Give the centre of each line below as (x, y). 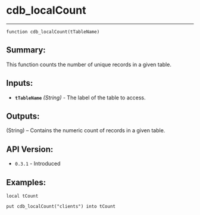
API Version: (30, 149)
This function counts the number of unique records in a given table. (89, 64)
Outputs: (23, 116)
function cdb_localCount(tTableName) (53, 32)
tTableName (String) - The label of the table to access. (80, 97)
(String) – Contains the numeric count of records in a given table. (86, 130)
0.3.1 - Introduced (37, 164)
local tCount (22, 196)
